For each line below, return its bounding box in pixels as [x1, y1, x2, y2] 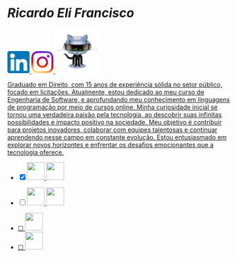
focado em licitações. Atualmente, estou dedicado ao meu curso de [7, 87, 204, 96]
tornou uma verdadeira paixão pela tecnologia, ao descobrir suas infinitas [7, 110, 222, 118]
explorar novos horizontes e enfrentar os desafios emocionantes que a [7, 140, 214, 149]
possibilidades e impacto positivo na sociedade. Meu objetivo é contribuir [7, 118, 222, 126]
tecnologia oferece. [7, 147, 64, 157]
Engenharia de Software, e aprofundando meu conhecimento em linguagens [7, 95, 230, 103]
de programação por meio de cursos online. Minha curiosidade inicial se [7, 103, 218, 111]
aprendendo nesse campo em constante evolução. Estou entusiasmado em [7, 133, 227, 141]
